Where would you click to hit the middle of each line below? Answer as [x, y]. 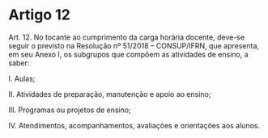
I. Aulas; [22, 78]
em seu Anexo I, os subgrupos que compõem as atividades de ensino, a [128, 54]
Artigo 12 [39, 15]
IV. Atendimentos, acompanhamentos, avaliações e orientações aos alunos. [134, 125]
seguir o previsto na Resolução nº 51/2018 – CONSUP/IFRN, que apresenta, [134, 45]
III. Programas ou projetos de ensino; [70, 110]
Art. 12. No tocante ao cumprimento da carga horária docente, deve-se [127, 37]
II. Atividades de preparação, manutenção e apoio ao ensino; [110, 94]
